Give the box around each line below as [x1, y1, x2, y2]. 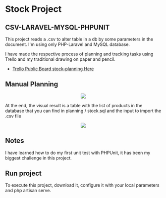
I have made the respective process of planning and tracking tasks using [5, 51, 154, 57]
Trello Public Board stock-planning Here [12, 66, 94, 72]
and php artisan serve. [5, 188, 51, 194]
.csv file [5, 113, 21, 119]
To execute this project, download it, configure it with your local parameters [5, 182, 160, 188]
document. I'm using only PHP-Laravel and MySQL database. [5, 41, 130, 47]
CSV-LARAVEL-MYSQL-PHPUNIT [5, 23, 110, 32]
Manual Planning [5, 80, 58, 88]
